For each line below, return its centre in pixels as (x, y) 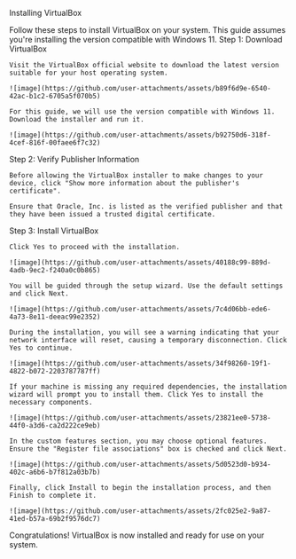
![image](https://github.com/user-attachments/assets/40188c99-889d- (140, 263)
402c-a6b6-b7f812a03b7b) (55, 472)
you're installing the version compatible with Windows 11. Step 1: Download (146, 39)
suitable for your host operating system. (89, 73)
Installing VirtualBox (46, 13)
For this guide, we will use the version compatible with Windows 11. (142, 112)
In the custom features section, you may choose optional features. (138, 441)
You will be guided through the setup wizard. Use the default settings (146, 286)
